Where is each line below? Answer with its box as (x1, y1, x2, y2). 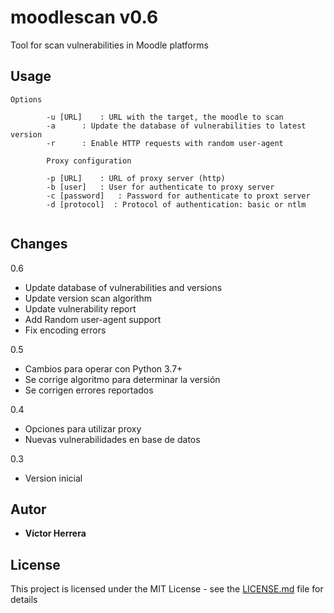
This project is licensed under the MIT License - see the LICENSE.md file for (10, 583, 324, 595)
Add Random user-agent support (24, 313, 162, 325)
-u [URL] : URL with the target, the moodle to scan (46, 112, 284, 122)
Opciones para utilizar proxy (24, 422, 142, 435)
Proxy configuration (46, 156, 132, 166)
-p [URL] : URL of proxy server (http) (46, 173, 226, 183)
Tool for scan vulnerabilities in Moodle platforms (10, 39, 209, 51)
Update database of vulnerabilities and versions (24, 281, 223, 293)
